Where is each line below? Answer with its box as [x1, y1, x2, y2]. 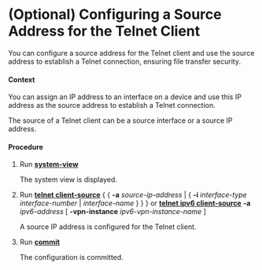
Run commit [19, 238, 61, 247]
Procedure [8, 142, 43, 151]
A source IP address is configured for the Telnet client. [19, 222, 197, 231]
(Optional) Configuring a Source [8, 6, 222, 24]
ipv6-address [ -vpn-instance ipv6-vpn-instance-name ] [19, 207, 207, 216]
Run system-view [19, 160, 79, 169]
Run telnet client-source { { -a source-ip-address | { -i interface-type [19, 190, 248, 200]
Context [8, 75, 35, 84]
